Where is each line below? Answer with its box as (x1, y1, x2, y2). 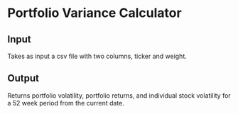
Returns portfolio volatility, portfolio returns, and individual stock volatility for (7, 91, 231, 100)
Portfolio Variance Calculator (7, 5, 183, 21)
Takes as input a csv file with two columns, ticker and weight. (7, 52, 187, 60)
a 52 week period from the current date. (7, 98, 124, 107)
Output (7, 72, 39, 84)
